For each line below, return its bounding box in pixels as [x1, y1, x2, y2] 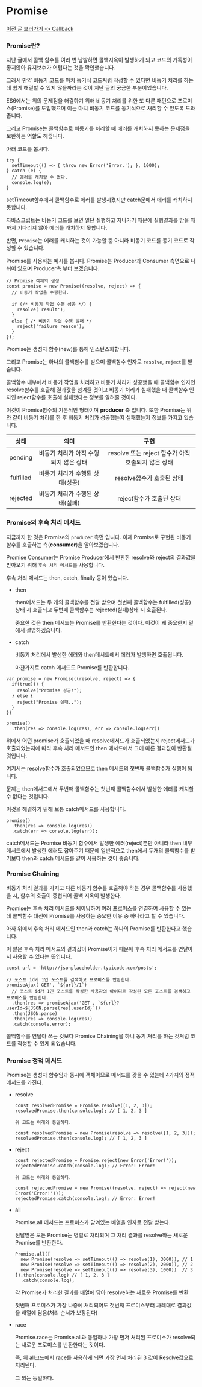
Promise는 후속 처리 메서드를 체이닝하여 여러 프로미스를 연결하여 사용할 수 [6, 905, 180, 912]
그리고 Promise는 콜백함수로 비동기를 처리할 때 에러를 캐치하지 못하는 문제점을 [6, 125, 191, 132]
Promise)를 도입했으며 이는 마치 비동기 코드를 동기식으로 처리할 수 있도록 [13, 104, 185, 112]
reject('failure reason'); [17, 324, 85, 330]
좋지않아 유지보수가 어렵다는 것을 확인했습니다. [6, 64, 116, 71]
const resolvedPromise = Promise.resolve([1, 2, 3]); [14, 1102, 153, 1109]
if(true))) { [11, 681, 44, 687]
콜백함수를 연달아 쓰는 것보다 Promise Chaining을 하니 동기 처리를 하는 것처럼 [6, 1032, 189, 1040]
